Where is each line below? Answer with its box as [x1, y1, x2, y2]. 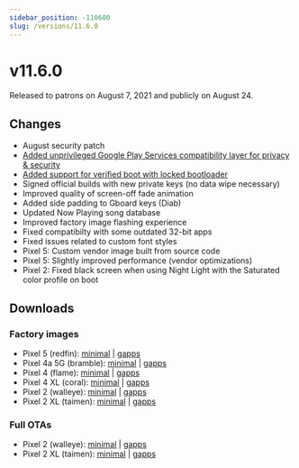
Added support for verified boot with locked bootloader [22, 169, 228, 180]
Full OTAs [9, 418, 52, 431]
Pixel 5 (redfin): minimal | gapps [22, 348, 141, 359]
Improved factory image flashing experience [22, 217, 187, 228]
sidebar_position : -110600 [9, 13, 111, 23]
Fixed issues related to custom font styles [22, 236, 177, 247]
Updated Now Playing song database [22, 207, 161, 218]
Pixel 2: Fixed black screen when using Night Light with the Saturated [22, 265, 281, 276]
